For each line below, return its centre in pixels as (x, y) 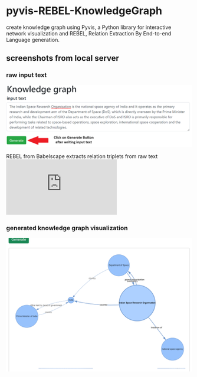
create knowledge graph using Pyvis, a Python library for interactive (89, 27)
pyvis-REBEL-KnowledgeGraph (84, 11)
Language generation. (33, 40)
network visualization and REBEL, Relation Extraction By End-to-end (89, 33)
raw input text (27, 75)
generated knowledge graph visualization (67, 228)
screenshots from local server (63, 58)
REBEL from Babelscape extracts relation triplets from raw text (82, 156)
